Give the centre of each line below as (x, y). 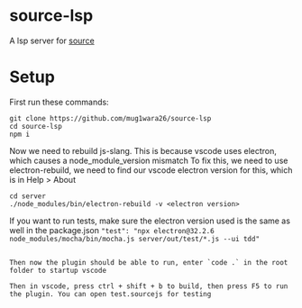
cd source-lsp (36, 126)
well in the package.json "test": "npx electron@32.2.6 (112, 230)
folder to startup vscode (58, 270)
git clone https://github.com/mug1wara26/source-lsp (110, 118)
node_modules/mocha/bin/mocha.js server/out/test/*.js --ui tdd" (134, 239)
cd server (28, 196)
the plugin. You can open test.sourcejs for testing (110, 294)
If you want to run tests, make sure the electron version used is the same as (150, 221)
